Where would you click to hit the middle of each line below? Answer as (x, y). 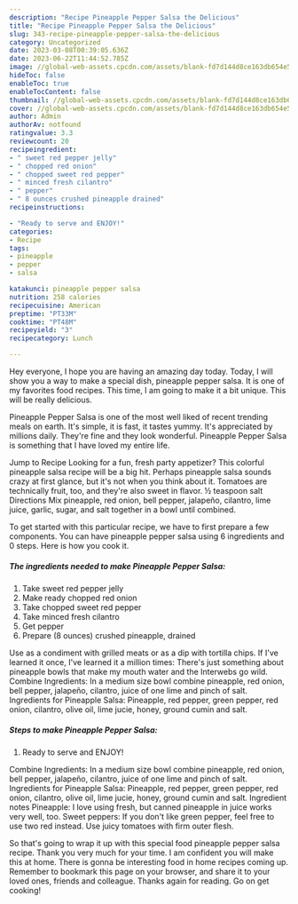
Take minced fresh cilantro (71, 616)
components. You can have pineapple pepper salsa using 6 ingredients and (147, 536)
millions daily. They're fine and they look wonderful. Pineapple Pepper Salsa (148, 436)
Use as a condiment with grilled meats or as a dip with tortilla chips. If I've (144, 653)
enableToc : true (39, 83)
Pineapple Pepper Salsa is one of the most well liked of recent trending (139, 417)
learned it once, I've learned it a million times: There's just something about (146, 662)
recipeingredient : (43, 149)
